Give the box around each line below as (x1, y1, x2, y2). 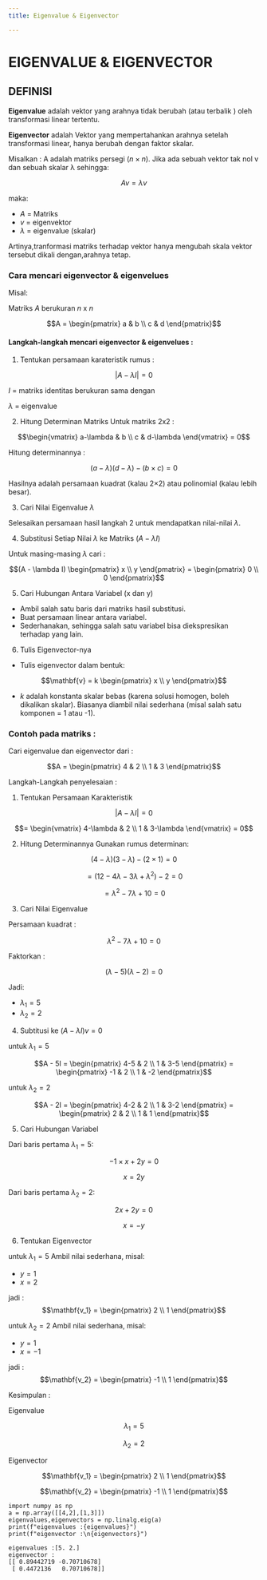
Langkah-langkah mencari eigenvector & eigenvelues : (8, 337, 194, 347)
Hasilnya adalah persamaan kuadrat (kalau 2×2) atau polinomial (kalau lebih (8, 478, 257, 488)
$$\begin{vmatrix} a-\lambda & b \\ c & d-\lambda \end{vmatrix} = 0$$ (17, 432, 251, 442)
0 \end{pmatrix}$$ (103, 573, 165, 583)
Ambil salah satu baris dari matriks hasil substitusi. (19, 604, 186, 613)
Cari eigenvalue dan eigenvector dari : (8, 746, 134, 756)
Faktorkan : (8, 951, 45, 961)
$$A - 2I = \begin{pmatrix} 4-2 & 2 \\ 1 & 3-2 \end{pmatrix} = (34, 1100, 234, 1110)
